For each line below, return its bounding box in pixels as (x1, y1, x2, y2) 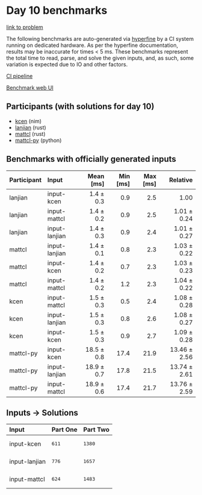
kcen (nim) (14, 117, 42, 125)
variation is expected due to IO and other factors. (6, 61, 128, 68)
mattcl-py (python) (14, 137, 62, 144)
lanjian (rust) (14, 124, 46, 131)
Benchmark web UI (6, 84, 54, 91)
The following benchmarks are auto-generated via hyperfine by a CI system (6, 35, 194, 42)
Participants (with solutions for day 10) (6, 102, 155, 112)
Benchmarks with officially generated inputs (6, 154, 176, 164)
